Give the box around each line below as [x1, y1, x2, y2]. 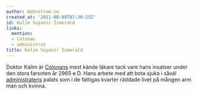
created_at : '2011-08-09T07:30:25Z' [6, 14, 96, 20]
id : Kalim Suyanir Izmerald [6, 20, 75, 25]
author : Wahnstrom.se [6, 8, 60, 15]
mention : [11, 31, 33, 37]
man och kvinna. [6, 82, 47, 89]
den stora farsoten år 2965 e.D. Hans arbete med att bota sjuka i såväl [6, 69, 177, 77]
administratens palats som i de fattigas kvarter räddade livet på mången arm [6, 76, 192, 83]
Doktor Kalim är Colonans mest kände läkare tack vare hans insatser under [6, 63, 188, 70]
